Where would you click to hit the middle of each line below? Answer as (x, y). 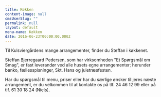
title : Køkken (19, 9)
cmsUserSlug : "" (21, 18)
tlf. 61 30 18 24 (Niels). (27, 90)
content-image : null (26, 14)
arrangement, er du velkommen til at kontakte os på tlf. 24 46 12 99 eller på (80, 84)
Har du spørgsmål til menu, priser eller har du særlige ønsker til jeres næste (81, 79)
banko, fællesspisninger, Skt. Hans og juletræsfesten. (59, 70)
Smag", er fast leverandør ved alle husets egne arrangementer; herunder (78, 65)
